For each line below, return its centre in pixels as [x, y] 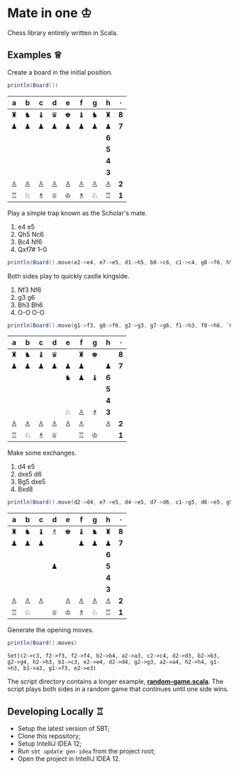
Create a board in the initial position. [60, 72]
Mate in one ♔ [50, 13]
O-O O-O [31, 312]
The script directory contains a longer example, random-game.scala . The [115, 682]
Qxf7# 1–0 [32, 249]
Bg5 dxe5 [32, 482]
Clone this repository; [49, 736]
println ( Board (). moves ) [42, 643]
